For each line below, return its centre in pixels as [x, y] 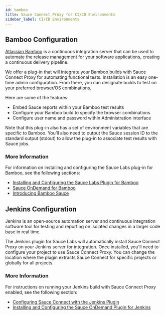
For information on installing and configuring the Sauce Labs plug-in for [79, 168]
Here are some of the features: [37, 98]
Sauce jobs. [17, 144]
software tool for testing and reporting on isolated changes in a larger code [83, 227]
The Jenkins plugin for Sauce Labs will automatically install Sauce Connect [82, 242]
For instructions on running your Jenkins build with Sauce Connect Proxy [81, 287]
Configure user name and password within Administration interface [82, 118]
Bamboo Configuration [42, 39]
